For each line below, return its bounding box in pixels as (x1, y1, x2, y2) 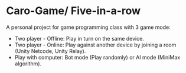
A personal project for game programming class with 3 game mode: (6, 24, 171, 31)
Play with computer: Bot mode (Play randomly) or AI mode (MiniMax (14, 54, 181, 61)
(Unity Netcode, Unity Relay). (14, 47, 86, 54)
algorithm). (14, 60, 42, 67)
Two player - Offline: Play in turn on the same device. (14, 35, 145, 42)
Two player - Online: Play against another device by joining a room (14, 41, 177, 48)
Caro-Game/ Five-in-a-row (6, 4, 141, 18)
